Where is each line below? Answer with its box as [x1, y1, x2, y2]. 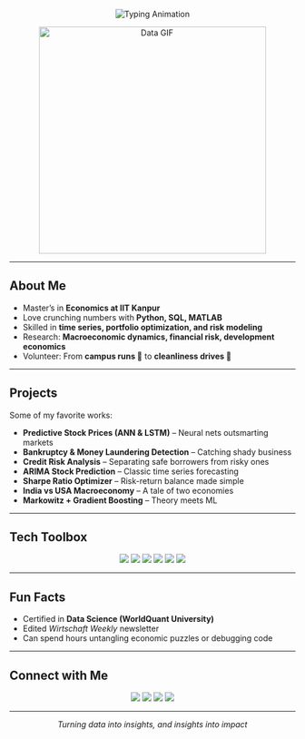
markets [22, 437, 54, 448]
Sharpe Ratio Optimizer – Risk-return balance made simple [22, 475, 245, 486]
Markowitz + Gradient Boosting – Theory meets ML [22, 495, 218, 506]
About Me [9, 278, 66, 294]
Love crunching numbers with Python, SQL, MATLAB [22, 311, 222, 322]
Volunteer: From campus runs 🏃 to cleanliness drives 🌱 [22, 350, 231, 361]
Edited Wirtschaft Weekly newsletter [22, 623, 160, 635]
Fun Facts [9, 589, 66, 605]
